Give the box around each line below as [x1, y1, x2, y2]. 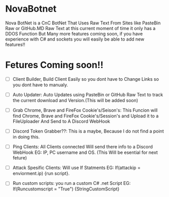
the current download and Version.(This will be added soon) [12, 97, 139, 103]
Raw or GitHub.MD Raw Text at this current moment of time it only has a [5, 25, 156, 31]
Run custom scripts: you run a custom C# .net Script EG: [12, 180, 131, 186]
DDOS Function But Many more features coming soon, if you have [5, 30, 143, 37]
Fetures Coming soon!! [5, 59, 104, 71]
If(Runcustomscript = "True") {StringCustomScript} [12, 186, 120, 192]
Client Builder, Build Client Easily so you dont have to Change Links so [12, 76, 159, 82]
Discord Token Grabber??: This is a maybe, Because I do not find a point [12, 128, 164, 135]
